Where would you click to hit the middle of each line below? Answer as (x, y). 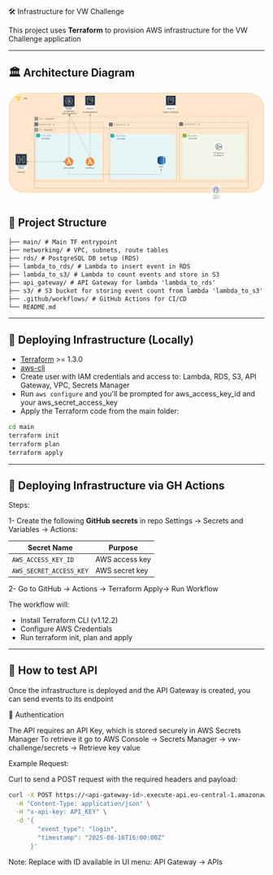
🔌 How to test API (53, 671)
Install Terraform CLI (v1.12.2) (69, 620)
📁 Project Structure (58, 222)
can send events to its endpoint (61, 699)
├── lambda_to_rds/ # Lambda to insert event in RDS (100, 266)
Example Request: (39, 763)
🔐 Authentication (36, 714)
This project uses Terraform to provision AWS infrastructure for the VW (128, 30)
